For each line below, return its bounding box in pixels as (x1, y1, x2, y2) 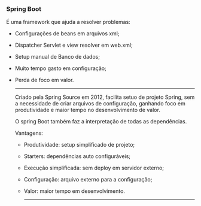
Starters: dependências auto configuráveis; (23, 153, 130, 160)
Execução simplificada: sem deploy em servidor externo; (23, 164, 165, 172)
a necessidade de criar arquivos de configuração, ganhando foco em (14, 100, 185, 107)
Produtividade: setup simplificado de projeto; (23, 141, 135, 149)
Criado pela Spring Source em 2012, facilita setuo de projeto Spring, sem (14, 93, 195, 101)
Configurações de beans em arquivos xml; (14, 30, 120, 37)
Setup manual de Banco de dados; (14, 53, 100, 60)
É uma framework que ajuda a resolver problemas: (6, 19, 130, 26)
